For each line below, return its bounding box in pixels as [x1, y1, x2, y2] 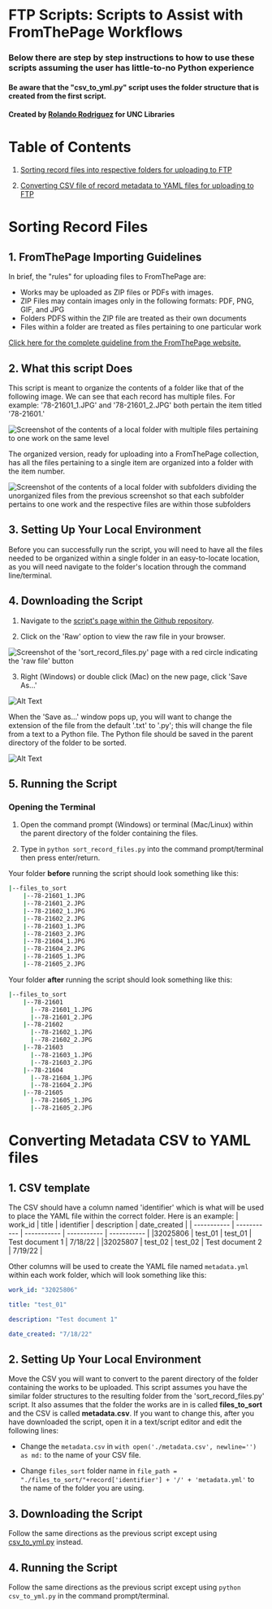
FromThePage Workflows [8, 23, 183, 41]
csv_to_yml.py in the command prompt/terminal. [8, 1590, 170, 1600]
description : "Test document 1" [8, 1315, 118, 1323]
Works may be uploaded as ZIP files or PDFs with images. [19, 287, 214, 298]
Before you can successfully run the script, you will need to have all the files [8, 544, 264, 554]
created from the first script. [8, 91, 107, 101]
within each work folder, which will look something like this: [8, 1270, 207, 1280]
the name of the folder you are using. [19, 1483, 145, 1493]
